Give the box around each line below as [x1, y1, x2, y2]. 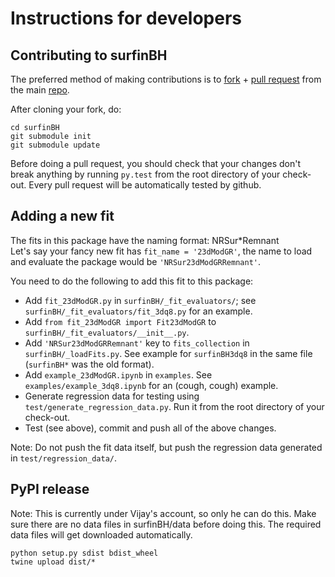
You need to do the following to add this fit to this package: [10, 275, 254, 287]
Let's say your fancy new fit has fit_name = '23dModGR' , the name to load [10, 245, 313, 257]
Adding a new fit [10, 208, 115, 225]
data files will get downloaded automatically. [10, 528, 193, 541]
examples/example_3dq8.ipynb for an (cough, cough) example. [24, 379, 279, 391]
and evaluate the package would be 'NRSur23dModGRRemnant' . [10, 255, 262, 267]
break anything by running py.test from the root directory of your [10, 168, 281, 180]
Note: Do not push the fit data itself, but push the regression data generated [10, 441, 323, 453]
